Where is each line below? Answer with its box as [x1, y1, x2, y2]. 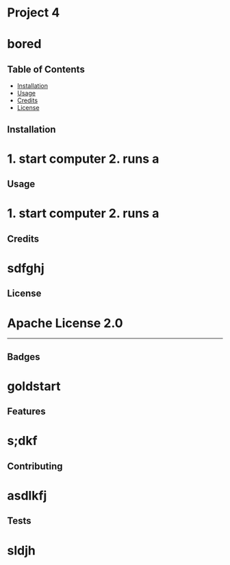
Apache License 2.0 [7, 315, 123, 331]
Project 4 [7, 5, 60, 21]
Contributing [7, 460, 63, 472]
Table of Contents [7, 63, 86, 75]
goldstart [7, 378, 61, 394]
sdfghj [7, 260, 44, 276]
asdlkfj [7, 487, 47, 503]
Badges [7, 351, 40, 362]
